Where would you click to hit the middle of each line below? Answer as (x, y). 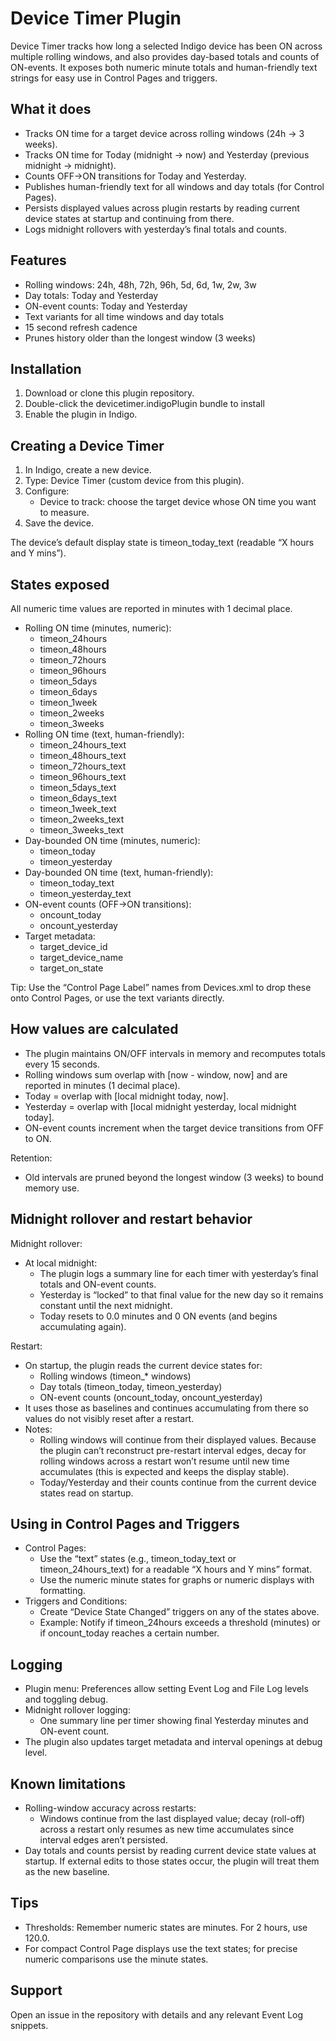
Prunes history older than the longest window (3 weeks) (140, 338)
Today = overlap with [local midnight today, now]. (126, 1096)
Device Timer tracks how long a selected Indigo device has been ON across (166, 46)
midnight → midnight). (70, 165)
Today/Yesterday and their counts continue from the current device (178, 1482)
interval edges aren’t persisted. (103, 1840)
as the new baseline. (67, 1872)
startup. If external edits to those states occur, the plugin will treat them (172, 1861)
